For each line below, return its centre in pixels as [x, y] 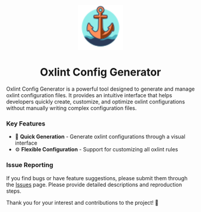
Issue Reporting [30, 165]
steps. [14, 191]
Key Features [26, 123]
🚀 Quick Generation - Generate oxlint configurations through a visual [100, 137]
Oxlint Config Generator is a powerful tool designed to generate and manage [100, 89]
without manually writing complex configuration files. [71, 108]
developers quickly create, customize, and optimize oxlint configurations [96, 101]
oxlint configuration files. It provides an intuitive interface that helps [89, 95]
